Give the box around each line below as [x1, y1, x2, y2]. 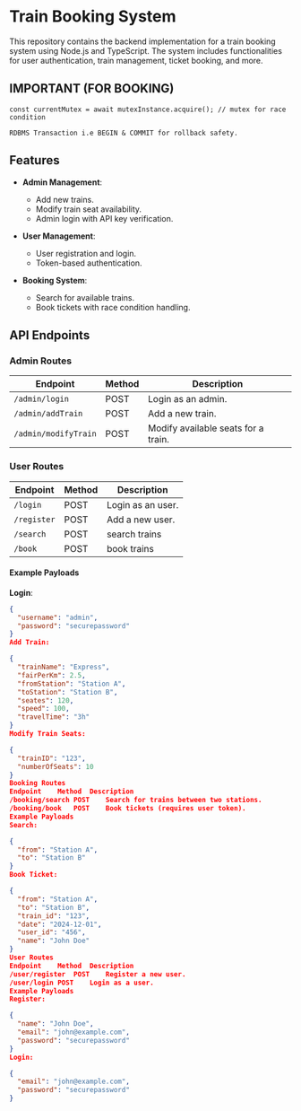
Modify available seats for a [147, 422, 264, 434]
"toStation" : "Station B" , [17, 687, 118, 696]
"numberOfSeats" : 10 [17, 762, 94, 771]
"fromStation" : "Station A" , [17, 679, 126, 688]
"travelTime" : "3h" [17, 713, 90, 722]
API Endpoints [9, 328, 90, 343]
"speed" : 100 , [17, 704, 70, 713]
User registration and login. [35, 248, 137, 258]
